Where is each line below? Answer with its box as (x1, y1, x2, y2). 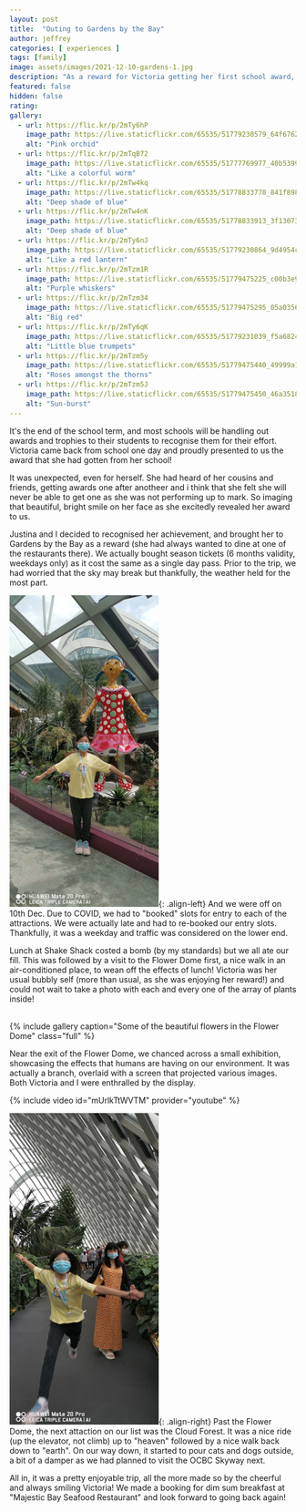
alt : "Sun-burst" (25, 399, 92, 408)
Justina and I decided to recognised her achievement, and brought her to (9, 529, 284, 540)
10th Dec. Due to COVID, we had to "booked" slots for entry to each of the (9, 908, 287, 919)
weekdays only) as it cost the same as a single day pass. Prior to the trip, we (9, 557, 297, 569)
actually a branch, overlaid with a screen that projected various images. (9, 1067, 278, 1078)
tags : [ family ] (9, 53, 67, 63)
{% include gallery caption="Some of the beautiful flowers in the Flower (9, 1021, 280, 1032)
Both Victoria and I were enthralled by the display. (9, 1076, 196, 1088)
